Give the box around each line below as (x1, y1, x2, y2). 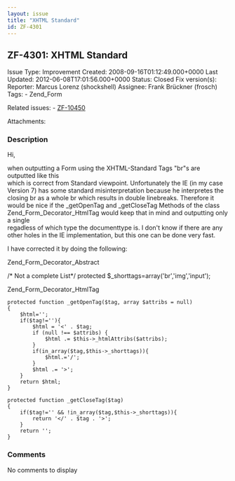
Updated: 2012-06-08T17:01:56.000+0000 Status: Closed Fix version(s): (7, 75, 217, 84)
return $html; (20, 379, 61, 386)
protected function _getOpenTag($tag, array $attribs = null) (7, 299, 193, 306)
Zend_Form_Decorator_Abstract (7, 258, 100, 267)
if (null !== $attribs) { (32, 330, 109, 337)
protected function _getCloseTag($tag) (7, 397, 124, 404)
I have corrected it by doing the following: (7, 244, 128, 253)
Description (7, 134, 48, 144)
